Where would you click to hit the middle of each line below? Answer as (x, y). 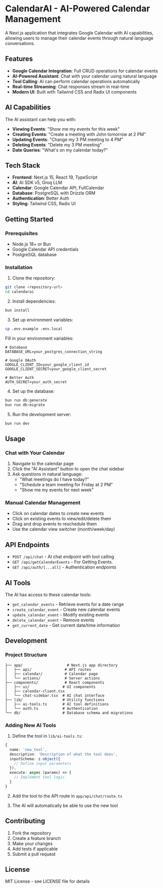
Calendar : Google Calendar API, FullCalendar (58, 188)
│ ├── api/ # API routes (48, 669)
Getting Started (29, 219)
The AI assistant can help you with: (41, 119)
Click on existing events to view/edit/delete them (62, 519)
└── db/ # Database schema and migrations (69, 713)
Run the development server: (42, 414)
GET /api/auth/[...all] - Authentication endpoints (64, 567)
